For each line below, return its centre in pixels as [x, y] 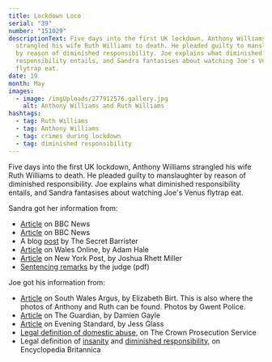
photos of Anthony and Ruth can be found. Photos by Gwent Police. [133, 306]
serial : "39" [30, 23]
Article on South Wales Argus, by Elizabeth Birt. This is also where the [136, 298]
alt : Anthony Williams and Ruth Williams [93, 106]
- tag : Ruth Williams [52, 121]
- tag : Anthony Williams [57, 128]
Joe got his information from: [57, 282]
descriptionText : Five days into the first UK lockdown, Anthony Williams [137, 38]
